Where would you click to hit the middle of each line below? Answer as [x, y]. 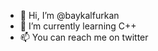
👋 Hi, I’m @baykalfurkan [69, 15]
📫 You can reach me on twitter [84, 37]
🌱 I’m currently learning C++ [78, 26]
